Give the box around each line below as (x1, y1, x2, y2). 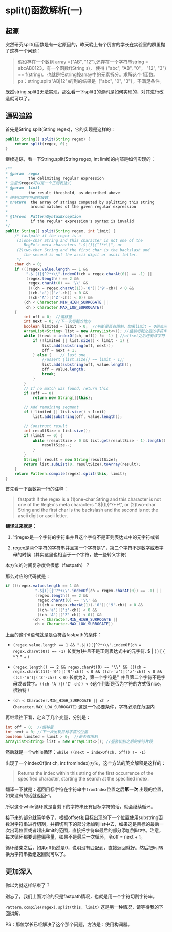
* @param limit (5, 185, 40, 191)
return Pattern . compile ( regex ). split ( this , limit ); (14, 471, 127, 477)
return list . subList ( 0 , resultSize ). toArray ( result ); (24, 462, 141, 467)
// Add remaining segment (24, 405, 79, 410)
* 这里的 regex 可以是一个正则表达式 (5, 181, 71, 186)
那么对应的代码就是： (5, 573, 50, 579)
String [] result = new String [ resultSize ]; (24, 457, 118, 462)
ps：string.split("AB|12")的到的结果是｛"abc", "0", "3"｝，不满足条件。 (17, 78, 165, 84)
